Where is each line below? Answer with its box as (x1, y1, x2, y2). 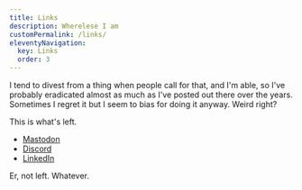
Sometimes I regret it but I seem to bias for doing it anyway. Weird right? (9, 99, 278, 109)
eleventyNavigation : (9, 38, 87, 48)
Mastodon (22, 134, 60, 144)
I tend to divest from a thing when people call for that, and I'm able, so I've (9, 80, 286, 90)
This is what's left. (9, 116, 78, 127)
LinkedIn (22, 153, 55, 163)
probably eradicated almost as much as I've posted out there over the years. (9, 89, 293, 100)
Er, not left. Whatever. (9, 170, 90, 181)
